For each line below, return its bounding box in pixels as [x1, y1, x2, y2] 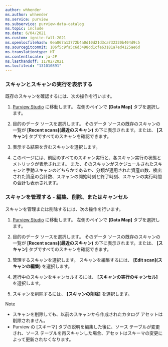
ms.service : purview [5, 17, 49, 22]
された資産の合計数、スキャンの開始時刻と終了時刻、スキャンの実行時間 [12, 174, 162, 180]
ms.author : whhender [5, 12, 49, 17]
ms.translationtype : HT [5, 49, 55, 54]
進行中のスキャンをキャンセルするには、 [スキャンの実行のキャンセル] [12, 274, 158, 280]
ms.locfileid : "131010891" [5, 63, 62, 68]
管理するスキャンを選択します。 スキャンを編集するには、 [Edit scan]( [12, 257, 158, 263]
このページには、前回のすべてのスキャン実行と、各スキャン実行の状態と [12, 155, 161, 161]
